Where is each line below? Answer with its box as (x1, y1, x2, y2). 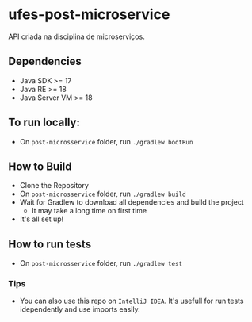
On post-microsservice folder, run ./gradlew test (19, 259, 183, 268)
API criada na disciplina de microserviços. (8, 32, 145, 41)
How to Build (8, 159, 73, 173)
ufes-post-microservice (8, 6, 170, 24)
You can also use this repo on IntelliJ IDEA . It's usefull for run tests (19, 296, 244, 306)
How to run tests (8, 237, 92, 251)
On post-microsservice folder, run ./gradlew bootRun (19, 136, 193, 146)
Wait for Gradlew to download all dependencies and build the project (19, 197, 244, 207)
